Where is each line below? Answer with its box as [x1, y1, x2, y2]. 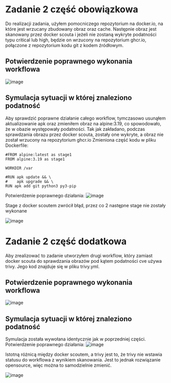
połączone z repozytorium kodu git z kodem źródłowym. [5, 42, 124, 48]
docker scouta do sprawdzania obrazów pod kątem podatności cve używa [5, 258, 162, 264]
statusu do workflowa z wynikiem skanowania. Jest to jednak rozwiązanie [5, 357, 161, 363]
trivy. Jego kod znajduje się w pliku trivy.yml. [5, 263, 100, 269]
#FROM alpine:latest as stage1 [5, 152, 72, 157]
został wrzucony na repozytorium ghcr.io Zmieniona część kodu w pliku [5, 137, 156, 143]
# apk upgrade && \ [5, 179, 54, 184]
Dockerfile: [5, 142, 29, 148]
